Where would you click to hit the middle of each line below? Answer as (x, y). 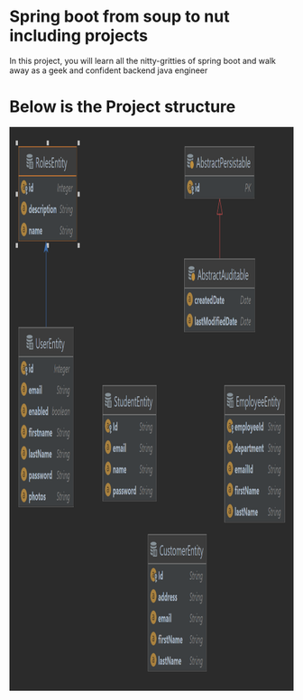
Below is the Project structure (123, 107)
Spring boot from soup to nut (119, 17)
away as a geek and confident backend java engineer (109, 70)
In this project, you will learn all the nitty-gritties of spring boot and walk (143, 60)
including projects (79, 36)
